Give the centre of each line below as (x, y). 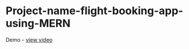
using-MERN (38, 23)
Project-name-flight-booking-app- (94, 11)
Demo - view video (29, 40)
